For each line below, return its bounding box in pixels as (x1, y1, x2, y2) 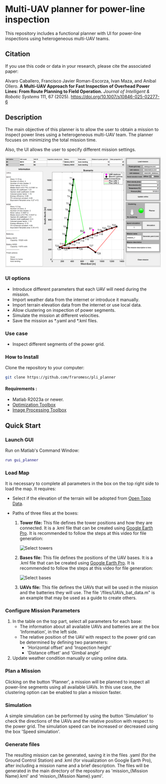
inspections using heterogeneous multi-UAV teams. (5, 36, 110, 42)
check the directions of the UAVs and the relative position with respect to (5, 718, 154, 724)
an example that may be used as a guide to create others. (19, 595, 137, 601)
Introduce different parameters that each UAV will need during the (12, 286, 147, 292)
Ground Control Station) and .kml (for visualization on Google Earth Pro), (5, 757, 152, 763)
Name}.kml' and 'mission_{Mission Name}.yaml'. (5, 773, 104, 779)
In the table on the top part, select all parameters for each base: (12, 618, 142, 624)
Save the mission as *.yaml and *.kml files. (12, 317, 98, 323)
